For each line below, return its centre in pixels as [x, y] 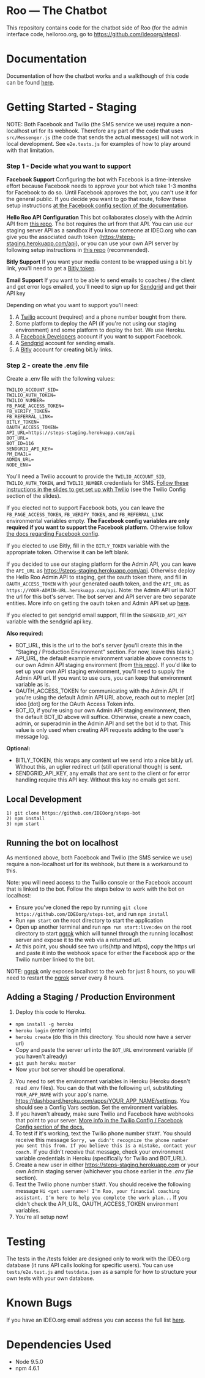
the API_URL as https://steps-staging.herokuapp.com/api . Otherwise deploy [101, 571]
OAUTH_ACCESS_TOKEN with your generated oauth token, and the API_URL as [98, 584]
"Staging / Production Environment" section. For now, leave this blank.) [105, 652]
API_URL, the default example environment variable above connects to [104, 658]
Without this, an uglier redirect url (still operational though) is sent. [99, 767]
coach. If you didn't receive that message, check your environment [99, 1152]
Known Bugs [39, 1303]
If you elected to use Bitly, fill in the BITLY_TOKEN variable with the [88, 546]
